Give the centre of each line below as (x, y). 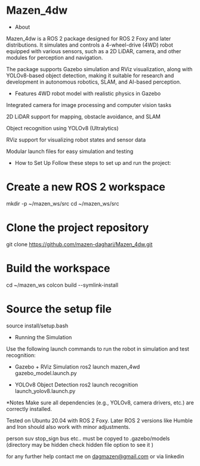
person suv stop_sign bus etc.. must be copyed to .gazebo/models (88, 438)
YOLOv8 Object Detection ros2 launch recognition (76, 384)
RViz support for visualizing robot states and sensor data (76, 140)
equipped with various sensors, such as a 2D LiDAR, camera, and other (94, 51)
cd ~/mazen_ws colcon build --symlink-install (62, 285)
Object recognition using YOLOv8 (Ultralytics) (62, 128)
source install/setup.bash (37, 326)
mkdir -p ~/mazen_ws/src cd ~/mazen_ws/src (63, 203)
